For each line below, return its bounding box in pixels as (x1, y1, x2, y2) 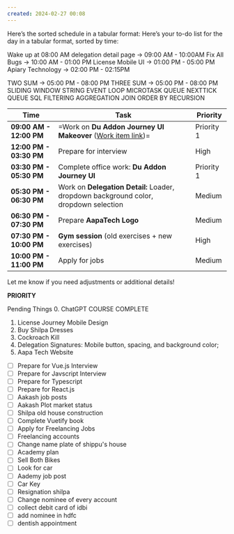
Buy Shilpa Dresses (17, 325, 74, 334)
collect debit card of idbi (17, 503, 88, 512)
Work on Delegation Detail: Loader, (58, 182, 175, 192)
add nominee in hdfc (17, 511, 77, 519)
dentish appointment (17, 519, 77, 527)
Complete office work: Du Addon (58, 162, 166, 172)
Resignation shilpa (17, 487, 70, 496)
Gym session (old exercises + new (58, 231, 173, 241)
